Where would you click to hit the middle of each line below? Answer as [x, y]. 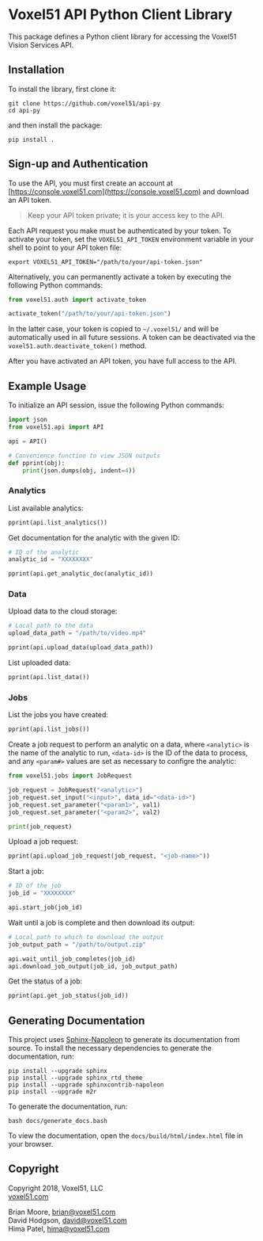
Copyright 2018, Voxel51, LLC [56, 1188]
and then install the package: [55, 125]
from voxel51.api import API [56, 427]
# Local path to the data [51, 626]
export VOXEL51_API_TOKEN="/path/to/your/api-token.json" [105, 262]
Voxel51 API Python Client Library [120, 15]
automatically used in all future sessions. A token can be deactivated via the [132, 338]
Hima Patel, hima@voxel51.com [59, 1228]
